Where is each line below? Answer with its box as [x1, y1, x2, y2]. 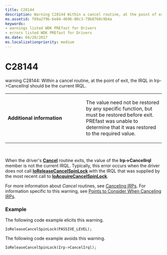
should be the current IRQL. [29, 83, 86, 88]
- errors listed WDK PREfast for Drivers [5, 30, 92, 35]
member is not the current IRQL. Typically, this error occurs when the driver [5, 163, 160, 169]
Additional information [7, 114, 62, 121]
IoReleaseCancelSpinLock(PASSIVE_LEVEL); [5, 227, 92, 232]
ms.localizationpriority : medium [5, 40, 75, 45]
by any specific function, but [86, 105, 153, 112]
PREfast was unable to [86, 117, 138, 124]
